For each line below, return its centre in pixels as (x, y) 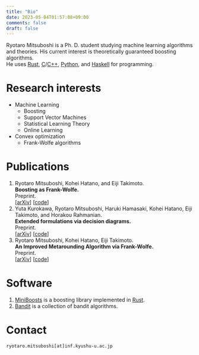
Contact (26, 330)
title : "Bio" (22, 12)
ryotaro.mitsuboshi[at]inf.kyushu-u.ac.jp (59, 346)
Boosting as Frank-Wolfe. (47, 190)
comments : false (26, 23)
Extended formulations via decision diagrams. (73, 222)
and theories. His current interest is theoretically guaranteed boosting (91, 52)
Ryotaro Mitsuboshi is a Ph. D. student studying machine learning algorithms (99, 45)
